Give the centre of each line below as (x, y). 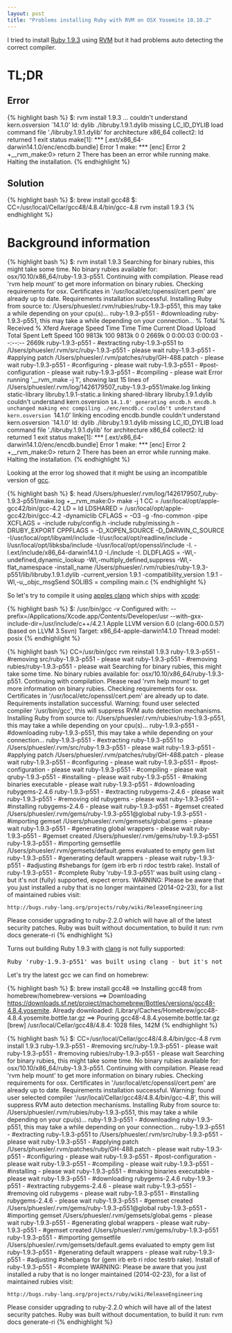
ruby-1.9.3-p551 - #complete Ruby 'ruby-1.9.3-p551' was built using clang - (114, 873)
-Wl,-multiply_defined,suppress (131, 560)
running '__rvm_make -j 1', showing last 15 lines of (78, 380)
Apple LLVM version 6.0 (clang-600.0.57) (166, 624)
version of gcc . (29, 480)
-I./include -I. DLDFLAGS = (142, 552)
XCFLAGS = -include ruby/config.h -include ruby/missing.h (91, 523)
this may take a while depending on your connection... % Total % (133, 321)
